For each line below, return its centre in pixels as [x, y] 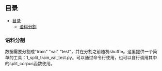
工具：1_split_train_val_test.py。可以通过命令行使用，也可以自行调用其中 [85, 58]
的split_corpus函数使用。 [30, 64]
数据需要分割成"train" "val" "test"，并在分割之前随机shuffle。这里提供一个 [79, 52]
